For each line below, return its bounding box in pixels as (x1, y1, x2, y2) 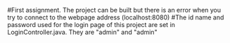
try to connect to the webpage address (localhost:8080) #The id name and (7, 13, 224, 21)
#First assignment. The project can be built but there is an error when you (7, 6, 222, 14)
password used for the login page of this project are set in (7, 21, 176, 28)
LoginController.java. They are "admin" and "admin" (7, 28, 158, 36)
